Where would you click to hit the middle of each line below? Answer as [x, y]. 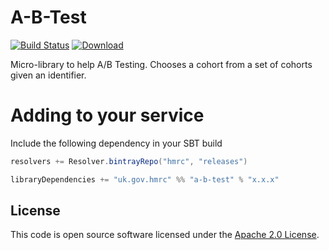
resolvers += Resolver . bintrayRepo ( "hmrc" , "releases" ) [129, 161]
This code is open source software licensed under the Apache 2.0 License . [165, 235]
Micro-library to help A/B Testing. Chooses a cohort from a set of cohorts [161, 64]
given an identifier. [48, 75]
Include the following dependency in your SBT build [116, 143]
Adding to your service [107, 115]
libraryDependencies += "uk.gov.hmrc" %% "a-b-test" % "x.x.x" [145, 179]
